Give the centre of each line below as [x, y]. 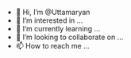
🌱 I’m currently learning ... [58, 29]
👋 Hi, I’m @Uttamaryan [53, 12]
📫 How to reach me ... [52, 46]
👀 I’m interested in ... [49, 20]
